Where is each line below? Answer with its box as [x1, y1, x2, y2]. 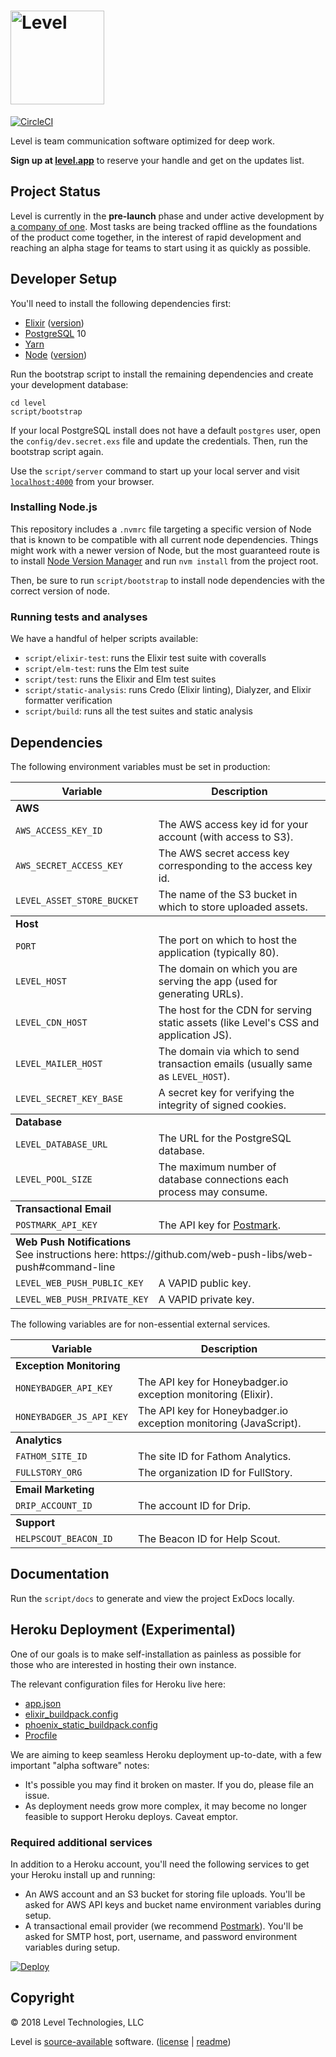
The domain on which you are [158, 961, 298, 975]
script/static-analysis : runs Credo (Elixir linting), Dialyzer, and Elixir [24, 684, 312, 696]
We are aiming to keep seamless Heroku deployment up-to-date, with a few [10, 1748, 322, 1760]
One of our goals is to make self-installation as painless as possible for [10, 1648, 302, 1660]
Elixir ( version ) [24, 316, 85, 329]
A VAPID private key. [158, 1292, 255, 1306]
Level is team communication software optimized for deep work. [10, 135, 275, 147]
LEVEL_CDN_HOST [15, 1016, 88, 1028]
